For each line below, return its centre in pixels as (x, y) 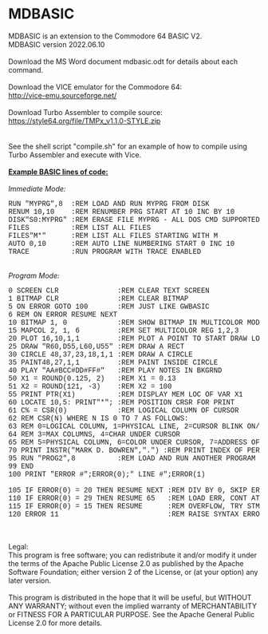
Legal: (18, 546)
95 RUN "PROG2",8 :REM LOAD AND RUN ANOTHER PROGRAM (132, 458)
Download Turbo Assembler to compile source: (86, 112)
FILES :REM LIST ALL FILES (80, 228)
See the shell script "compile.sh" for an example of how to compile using (128, 146)
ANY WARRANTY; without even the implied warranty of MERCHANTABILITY (133, 606)
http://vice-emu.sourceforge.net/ (63, 95)
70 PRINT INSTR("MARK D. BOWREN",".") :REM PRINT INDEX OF (126, 450)
